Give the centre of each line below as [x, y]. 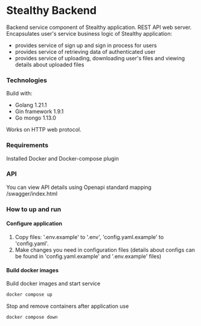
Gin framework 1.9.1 [39, 112]
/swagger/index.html [32, 193]
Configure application [34, 223]
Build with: [19, 94]
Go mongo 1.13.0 [35, 118]
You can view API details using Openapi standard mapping [79, 187]
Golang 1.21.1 [31, 105]
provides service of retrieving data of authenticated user [85, 51]
